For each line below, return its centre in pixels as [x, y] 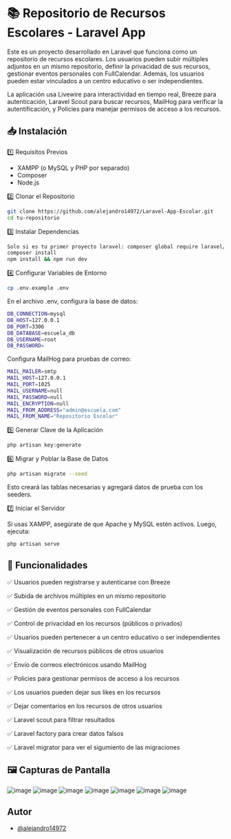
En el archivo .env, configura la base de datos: [73, 301]
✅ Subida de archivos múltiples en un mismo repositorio [87, 595]
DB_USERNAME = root [32, 339]
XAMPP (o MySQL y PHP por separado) [73, 168]
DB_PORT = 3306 [26, 327]
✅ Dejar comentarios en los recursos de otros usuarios [85, 705]
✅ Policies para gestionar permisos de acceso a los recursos [93, 678]
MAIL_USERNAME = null [35, 391]
